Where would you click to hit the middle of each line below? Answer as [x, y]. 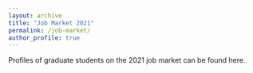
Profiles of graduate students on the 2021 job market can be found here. [127, 60]
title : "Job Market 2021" [51, 23]
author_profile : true [44, 38]
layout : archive [35, 15]
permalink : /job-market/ [49, 30]
